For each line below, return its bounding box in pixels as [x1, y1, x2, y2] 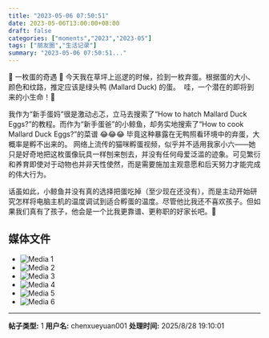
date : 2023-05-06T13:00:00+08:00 [8, 19, 120, 27]
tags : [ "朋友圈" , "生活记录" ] [8, 42, 98, 50]
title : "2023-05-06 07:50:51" [8, 11, 110, 20]
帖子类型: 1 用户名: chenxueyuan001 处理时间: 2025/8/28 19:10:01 [8, 320, 225, 330]
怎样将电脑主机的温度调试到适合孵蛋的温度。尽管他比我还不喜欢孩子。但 [14, 197, 254, 206]
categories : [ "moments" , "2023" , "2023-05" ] [8, 34, 152, 43]
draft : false [8, 26, 52, 35]
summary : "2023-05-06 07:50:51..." [8, 49, 127, 57]
